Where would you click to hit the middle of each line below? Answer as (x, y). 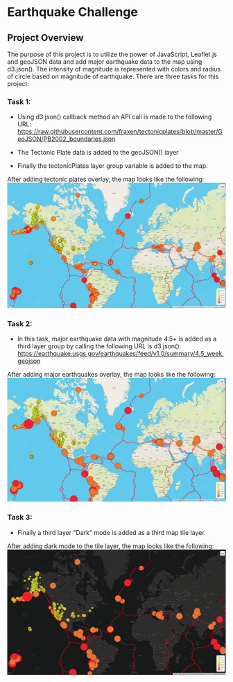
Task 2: (20, 323)
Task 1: (19, 101)
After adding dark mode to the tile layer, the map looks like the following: (111, 546)
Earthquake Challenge (73, 12)
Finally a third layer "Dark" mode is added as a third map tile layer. (111, 532)
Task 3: (20, 518)
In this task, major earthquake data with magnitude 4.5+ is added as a (117, 339)
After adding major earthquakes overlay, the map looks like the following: (112, 375)
